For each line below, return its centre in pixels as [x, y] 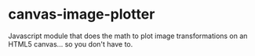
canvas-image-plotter [82, 14]
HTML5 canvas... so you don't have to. [71, 44]
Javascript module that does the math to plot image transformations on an [128, 36]
